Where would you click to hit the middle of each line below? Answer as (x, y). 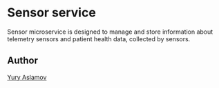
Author (22, 61)
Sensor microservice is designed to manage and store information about (110, 32)
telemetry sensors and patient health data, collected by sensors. (99, 38)
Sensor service (52, 13)
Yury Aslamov (27, 77)
